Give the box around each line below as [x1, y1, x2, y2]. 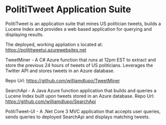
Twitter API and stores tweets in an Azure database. [5, 68, 115, 74]
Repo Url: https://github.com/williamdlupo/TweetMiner [5, 77, 120, 84]
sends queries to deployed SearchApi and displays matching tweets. [5, 114, 150, 120]
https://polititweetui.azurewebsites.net [5, 47, 87, 53]
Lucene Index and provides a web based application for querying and [5, 26, 152, 32]
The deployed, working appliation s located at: [5, 41, 103, 47]
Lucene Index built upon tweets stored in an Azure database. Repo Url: [5, 93, 155, 99]
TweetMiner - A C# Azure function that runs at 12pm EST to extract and [5, 56, 156, 62]
